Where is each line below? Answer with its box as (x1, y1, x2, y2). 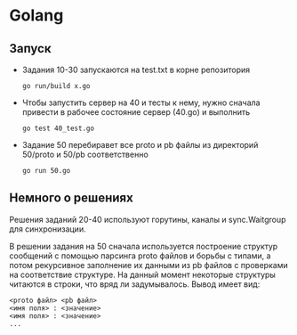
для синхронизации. (9, 224, 86, 234)
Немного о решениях (9, 191, 133, 206)
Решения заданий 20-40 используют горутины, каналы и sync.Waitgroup (9, 214, 286, 225)
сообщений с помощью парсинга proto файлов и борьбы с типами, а (9, 250, 271, 261)
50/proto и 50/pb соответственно (21, 149, 148, 159)
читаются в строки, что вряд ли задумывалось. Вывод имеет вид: (9, 278, 261, 290)
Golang (9, 5, 64, 26)
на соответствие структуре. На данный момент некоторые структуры (9, 269, 276, 280)
